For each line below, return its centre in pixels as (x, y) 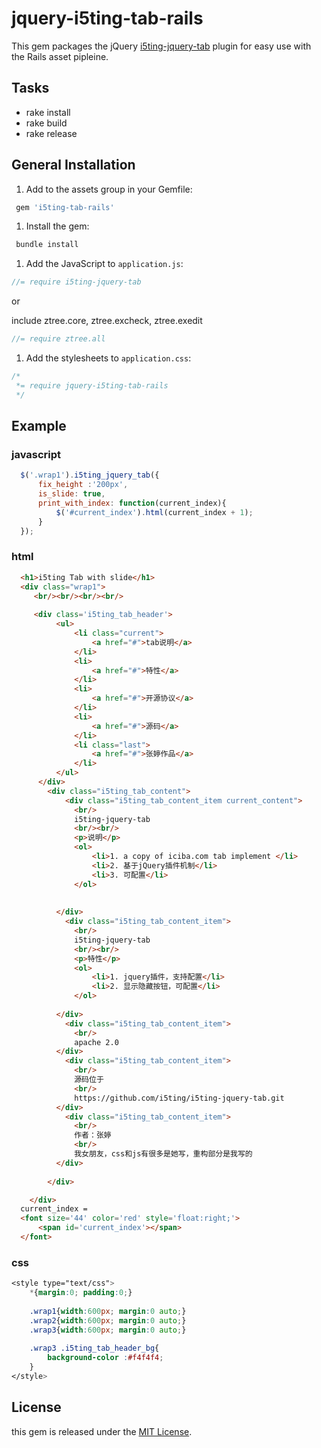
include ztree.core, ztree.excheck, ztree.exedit (107, 321)
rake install (48, 112)
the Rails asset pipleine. (60, 56)
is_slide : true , (71, 494)
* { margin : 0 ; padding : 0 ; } (81, 1293)
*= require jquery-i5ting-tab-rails (92, 385)
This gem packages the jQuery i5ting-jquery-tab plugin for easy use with (161, 46)
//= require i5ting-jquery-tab (76, 282)
